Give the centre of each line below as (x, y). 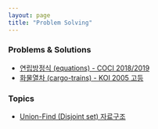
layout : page (29, 15)
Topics (22, 99)
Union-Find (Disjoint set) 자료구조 (73, 116)
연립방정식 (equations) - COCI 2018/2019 (84, 68)
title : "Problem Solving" (50, 23)
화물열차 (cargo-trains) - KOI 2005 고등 (81, 77)
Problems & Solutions (50, 50)
